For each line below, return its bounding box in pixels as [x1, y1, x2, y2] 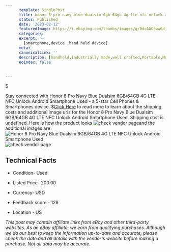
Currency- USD [12, 189, 45, 195]
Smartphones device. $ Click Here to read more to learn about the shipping [5, 104, 162, 109]
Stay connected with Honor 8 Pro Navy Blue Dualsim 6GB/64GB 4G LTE [5, 93, 156, 99]
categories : [18, 31, 44, 36]
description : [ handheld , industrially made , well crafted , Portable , [18, 54, 163, 60]
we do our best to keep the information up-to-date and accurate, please [5, 230, 157, 236]
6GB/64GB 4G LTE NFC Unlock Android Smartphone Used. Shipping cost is [5, 115, 164, 120]
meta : [18, 45, 31, 50]
